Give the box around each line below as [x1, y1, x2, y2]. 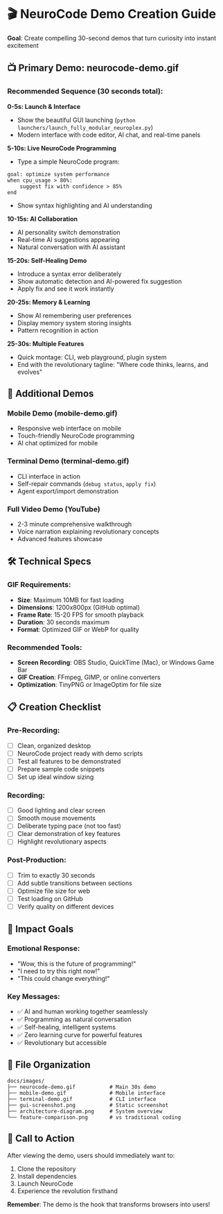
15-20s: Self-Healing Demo [7, 256, 87, 264]
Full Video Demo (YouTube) [7, 504, 100, 514]
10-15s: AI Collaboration [7, 214, 78, 223]
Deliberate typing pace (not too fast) [17, 822, 121, 830]
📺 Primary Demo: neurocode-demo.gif [7, 62, 179, 74]
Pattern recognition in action [17, 326, 98, 334]
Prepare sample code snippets [17, 764, 105, 773]
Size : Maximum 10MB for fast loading [17, 595, 125, 604]
